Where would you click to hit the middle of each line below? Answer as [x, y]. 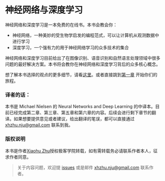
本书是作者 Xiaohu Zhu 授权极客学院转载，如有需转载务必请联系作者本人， [79, 150]
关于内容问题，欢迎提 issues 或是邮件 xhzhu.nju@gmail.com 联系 [83, 167]
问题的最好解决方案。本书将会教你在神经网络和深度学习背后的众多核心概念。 [83, 64]
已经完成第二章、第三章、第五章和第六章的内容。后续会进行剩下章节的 [80, 113]
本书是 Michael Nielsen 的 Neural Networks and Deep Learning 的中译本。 [80, 107]
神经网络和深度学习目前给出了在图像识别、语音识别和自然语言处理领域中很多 [83, 58]
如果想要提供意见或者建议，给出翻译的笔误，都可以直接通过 [74, 119]
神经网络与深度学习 [44, 10]
